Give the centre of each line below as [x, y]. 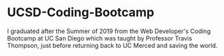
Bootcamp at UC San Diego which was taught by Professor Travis [100, 38]
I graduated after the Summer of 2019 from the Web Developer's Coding [109, 31]
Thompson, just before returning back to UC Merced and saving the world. [112, 45]
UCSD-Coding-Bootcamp [81, 12]
